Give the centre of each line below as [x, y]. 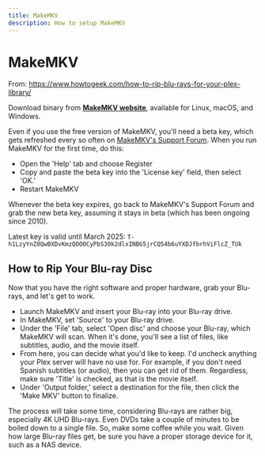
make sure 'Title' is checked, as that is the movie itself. [109, 379]
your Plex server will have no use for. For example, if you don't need [130, 362]
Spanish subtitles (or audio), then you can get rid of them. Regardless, [134, 370]
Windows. [25, 117]
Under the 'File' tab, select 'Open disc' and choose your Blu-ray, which [135, 328]
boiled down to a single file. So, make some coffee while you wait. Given [126, 428]
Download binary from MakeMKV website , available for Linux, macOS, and [131, 108]
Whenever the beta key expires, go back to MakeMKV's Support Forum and [131, 205]
